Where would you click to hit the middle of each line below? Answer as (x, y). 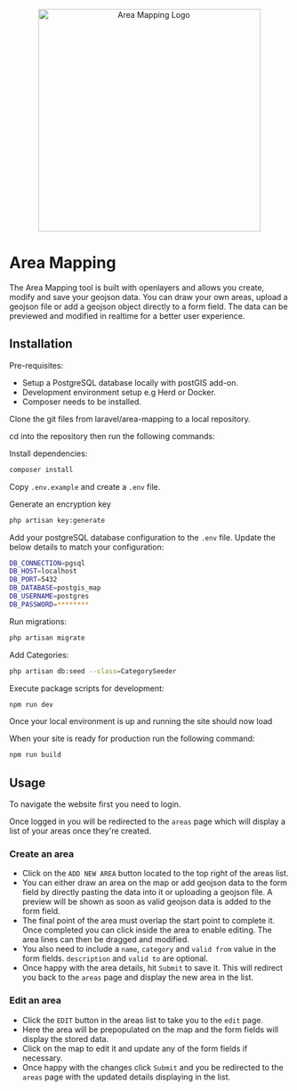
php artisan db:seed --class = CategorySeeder (93, 671)
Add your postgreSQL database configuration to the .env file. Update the (142, 537)
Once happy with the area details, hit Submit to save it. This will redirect (152, 968)
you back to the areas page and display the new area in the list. (138, 977)
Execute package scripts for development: (87, 688)
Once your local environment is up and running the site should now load (141, 721)
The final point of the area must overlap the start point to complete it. (148, 921)
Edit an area (36, 1000)
